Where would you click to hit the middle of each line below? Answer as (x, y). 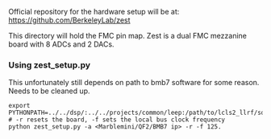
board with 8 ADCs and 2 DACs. (61, 44)
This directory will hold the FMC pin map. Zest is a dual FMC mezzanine (128, 36)
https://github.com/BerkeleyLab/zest (69, 20)
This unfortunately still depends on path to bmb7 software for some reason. (134, 83)
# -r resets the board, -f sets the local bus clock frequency (117, 120)
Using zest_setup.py (50, 65)
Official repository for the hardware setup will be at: (94, 12)
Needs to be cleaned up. (49, 91)
